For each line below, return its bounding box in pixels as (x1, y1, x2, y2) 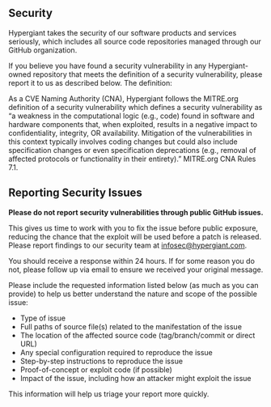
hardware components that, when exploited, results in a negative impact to (8, 119, 257, 129)
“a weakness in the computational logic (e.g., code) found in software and (8, 111, 255, 121)
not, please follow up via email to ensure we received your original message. (8, 265, 264, 274)
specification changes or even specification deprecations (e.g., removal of (8, 145, 256, 155)
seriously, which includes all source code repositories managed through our (8, 36, 261, 46)
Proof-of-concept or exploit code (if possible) (19, 364, 172, 375)
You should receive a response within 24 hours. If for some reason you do (8, 256, 255, 265)
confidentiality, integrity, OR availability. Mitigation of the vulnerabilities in (8, 128, 252, 138)
